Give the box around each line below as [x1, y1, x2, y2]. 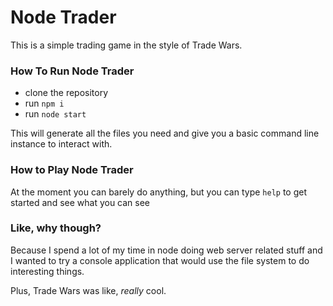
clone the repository [24, 87, 109, 99]
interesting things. [10, 265, 85, 277]
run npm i [24, 97, 65, 110]
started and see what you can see [10, 196, 151, 208]
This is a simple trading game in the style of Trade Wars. [10, 39, 243, 51]
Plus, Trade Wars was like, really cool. [10, 284, 167, 296]
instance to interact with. [10, 138, 113, 150]
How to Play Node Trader [10, 163, 134, 177]
